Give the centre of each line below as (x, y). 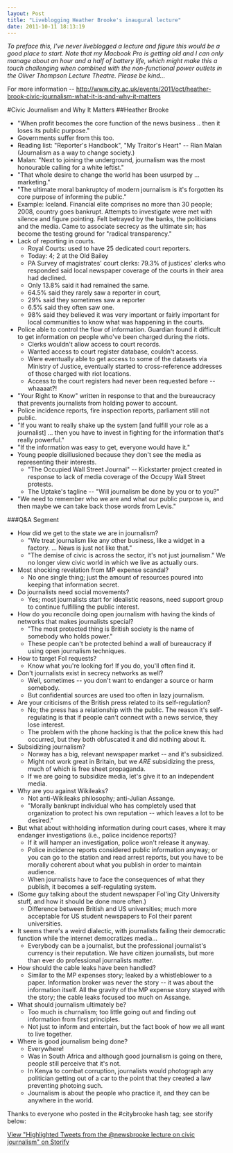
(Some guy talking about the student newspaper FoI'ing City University (119, 894)
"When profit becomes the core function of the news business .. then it (119, 123)
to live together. (50, 1034)
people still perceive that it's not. (74, 1064)
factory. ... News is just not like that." (80, 548)
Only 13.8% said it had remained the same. (88, 286)
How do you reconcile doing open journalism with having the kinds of (116, 614)
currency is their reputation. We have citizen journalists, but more (121, 953)
